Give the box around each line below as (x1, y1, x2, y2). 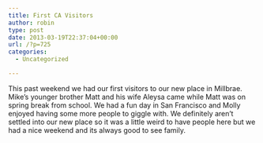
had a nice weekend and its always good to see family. (8, 125, 186, 134)
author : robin (8, 19, 55, 27)
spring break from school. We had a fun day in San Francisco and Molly (8, 100, 241, 110)
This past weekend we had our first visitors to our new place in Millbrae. (8, 83, 242, 93)
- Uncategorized (15, 56, 69, 64)
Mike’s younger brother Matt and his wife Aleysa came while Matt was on (8, 92, 246, 101)
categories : (8, 48, 47, 56)
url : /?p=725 (8, 41, 51, 49)
